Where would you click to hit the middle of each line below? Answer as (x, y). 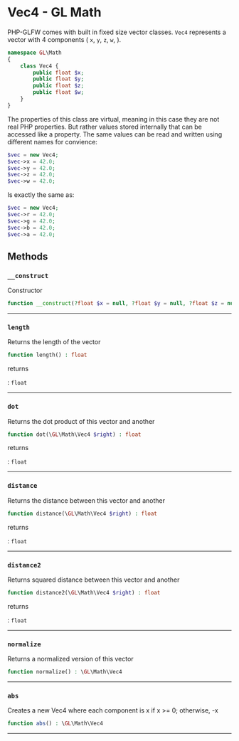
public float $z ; (58, 86)
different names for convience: (53, 142)
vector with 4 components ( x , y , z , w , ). (64, 39)
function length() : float (47, 355)
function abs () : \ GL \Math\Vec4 (55, 724)
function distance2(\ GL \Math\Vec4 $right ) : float (84, 592)
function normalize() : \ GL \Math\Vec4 (65, 672)
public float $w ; (58, 92)
